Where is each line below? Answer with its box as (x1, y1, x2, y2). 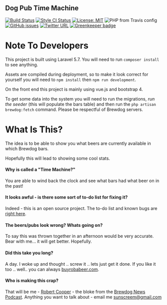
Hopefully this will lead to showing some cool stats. (5, 155, 110, 161)
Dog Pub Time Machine (5, 4, 79, 12)
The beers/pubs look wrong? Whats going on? (5, 222, 103, 228)
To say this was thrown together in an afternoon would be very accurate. (5, 233, 154, 239)
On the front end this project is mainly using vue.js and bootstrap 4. (5, 86, 143, 92)
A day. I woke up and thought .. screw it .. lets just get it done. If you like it (5, 261, 156, 267)
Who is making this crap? (5, 278, 59, 284)
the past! (5, 183, 23, 189)
